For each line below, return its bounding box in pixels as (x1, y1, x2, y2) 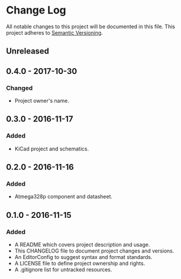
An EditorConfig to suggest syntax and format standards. (14, 254, 153, 261)
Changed (6, 83, 33, 92)
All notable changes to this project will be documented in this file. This (6, 23, 176, 30)
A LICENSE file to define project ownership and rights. (14, 260, 145, 267)
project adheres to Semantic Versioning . (6, 29, 103, 36)
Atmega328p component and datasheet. (14, 193, 113, 200)
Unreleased (6, 46, 50, 56)
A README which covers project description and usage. (14, 241, 151, 248)
